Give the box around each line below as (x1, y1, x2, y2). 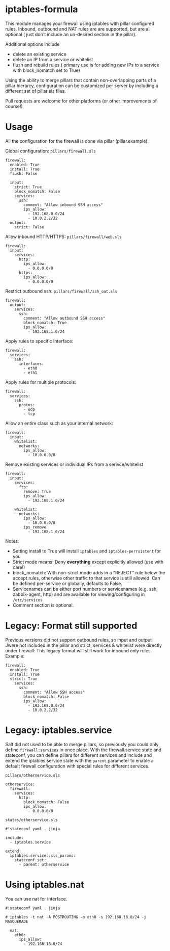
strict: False (14, 224, 44, 230)
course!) (5, 103, 23, 109)
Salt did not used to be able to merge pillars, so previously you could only (5, 741, 159, 747)
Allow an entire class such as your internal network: (5, 420, 113, 426)
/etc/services (12, 597, 43, 602)
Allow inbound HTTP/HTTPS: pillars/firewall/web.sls (5, 233, 122, 240)
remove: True (23, 489, 51, 494)
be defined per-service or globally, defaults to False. (12, 580, 123, 587)
